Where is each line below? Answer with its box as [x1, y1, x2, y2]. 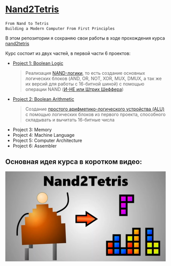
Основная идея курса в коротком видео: [5, 158, 142, 166]
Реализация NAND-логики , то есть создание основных [25, 70, 146, 76]
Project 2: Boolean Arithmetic [12, 96, 75, 102]
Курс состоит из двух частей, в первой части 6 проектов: [5, 50, 131, 56]
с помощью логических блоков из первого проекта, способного [25, 111, 166, 117]
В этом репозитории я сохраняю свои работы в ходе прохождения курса [5, 35, 165, 41]
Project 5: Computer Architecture [12, 137, 82, 143]
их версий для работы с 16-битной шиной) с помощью [25, 80, 145, 87]
